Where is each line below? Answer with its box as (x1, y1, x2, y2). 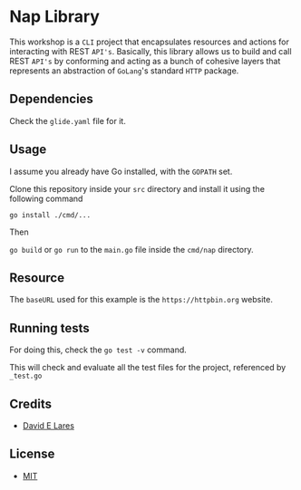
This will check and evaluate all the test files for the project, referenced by (9, 362, 286, 373)
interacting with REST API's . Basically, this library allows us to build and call (9, 45, 292, 56)
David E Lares (22, 420, 75, 431)
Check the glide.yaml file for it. (9, 115, 127, 126)
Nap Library (9, 6, 100, 27)
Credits (9, 396, 53, 411)
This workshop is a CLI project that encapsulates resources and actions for (9, 36, 290, 47)
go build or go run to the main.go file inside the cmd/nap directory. (9, 244, 254, 255)
